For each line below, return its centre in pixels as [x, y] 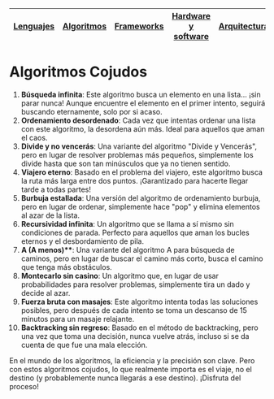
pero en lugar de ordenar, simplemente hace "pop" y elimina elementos [141, 206]
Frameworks [139, 26]
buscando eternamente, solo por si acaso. [91, 111]
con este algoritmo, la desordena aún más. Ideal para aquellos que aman [143, 128]
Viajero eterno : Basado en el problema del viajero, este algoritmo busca [142, 172]
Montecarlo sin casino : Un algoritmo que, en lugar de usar [120, 275]
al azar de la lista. [50, 215]
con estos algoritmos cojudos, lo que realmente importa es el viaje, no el [131, 369]
